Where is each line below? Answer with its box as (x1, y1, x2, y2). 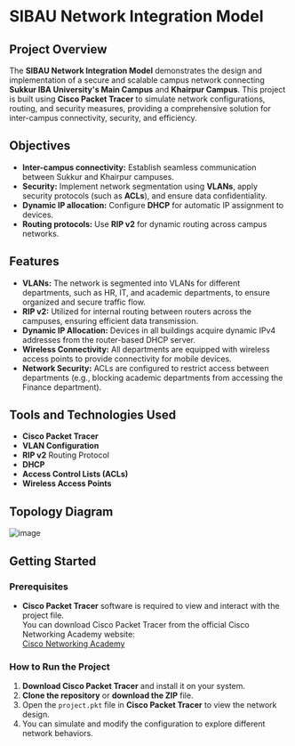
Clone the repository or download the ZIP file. (21, 690, 194, 701)
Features (9, 254, 60, 269)
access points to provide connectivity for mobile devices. (21, 353, 233, 364)
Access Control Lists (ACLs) (21, 469, 129, 480)
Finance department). (21, 381, 102, 393)
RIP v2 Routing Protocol (21, 450, 109, 460)
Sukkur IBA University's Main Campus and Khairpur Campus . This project (9, 85, 286, 94)
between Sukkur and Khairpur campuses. (21, 171, 175, 182)
